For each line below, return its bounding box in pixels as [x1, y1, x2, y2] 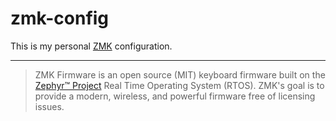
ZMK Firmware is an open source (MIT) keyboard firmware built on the [34, 68, 326, 81]
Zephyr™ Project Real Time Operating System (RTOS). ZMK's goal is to [34, 79, 325, 91]
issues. [34, 100, 65, 112]
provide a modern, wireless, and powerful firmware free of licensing [34, 90, 316, 102]
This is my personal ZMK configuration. [10, 40, 173, 52]
